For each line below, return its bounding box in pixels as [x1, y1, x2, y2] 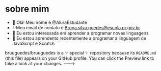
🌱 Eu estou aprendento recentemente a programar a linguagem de [12, 35, 146, 41]
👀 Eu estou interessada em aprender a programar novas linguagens [12, 30, 149, 36]
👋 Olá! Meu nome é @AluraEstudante [12, 19, 87, 25]
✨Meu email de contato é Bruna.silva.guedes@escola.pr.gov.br [12, 24, 140, 30]
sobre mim [5, 3, 50, 15]
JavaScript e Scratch [12, 40, 55, 46]
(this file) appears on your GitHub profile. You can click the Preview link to [5, 55, 155, 61]
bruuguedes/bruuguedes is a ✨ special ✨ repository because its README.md [5, 50, 156, 55]
